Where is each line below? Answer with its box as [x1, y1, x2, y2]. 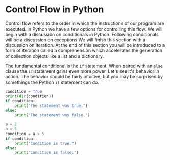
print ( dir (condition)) [5, 93, 54, 99]
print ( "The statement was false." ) [14, 113, 90, 118]
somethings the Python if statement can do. [5, 79, 100, 85]
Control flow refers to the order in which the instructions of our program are [5, 20, 164, 26]
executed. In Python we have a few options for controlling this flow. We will [5, 25, 163, 32]
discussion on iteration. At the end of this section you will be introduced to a [5, 42, 165, 48]
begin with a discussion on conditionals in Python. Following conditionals [5, 31, 159, 37]
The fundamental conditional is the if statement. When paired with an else [5, 63, 163, 69]
